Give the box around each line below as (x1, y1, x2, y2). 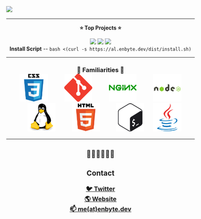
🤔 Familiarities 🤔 (77, 65, 124, 74)
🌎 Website (84, 195, 117, 203)
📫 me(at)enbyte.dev (69, 205, 132, 214)
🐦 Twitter (86, 185, 115, 193)
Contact (86, 168, 115, 178)
